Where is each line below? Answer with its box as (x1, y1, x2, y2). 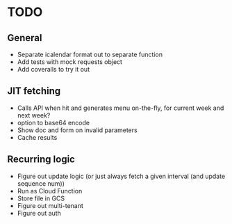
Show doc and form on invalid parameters (17, 126, 138, 134)
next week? (17, 111, 51, 119)
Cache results (17, 133, 58, 141)
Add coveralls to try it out (17, 65, 90, 73)
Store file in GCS (17, 194, 65, 202)
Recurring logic (7, 154, 75, 166)
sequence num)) (17, 179, 65, 188)
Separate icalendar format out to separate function (17, 50, 163, 58)
